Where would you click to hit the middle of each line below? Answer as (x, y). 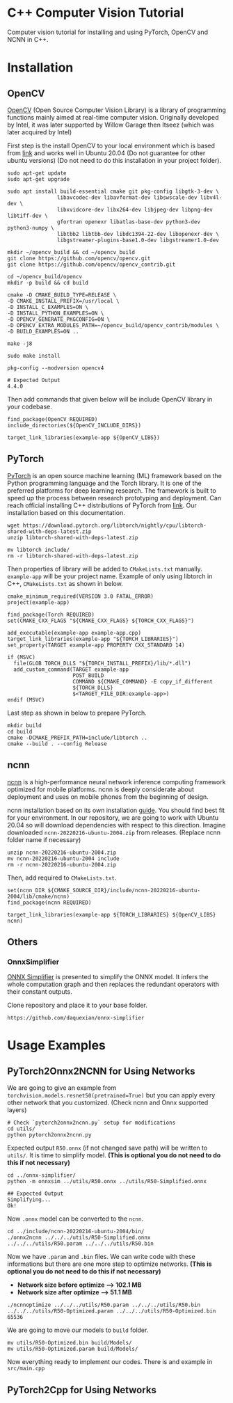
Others (23, 942)
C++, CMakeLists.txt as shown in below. (65, 583)
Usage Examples (57, 1046)
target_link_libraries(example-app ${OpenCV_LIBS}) (83, 437)
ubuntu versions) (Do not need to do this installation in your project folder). (114, 160)
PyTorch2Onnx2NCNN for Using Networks (102, 1071)
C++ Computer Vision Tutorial (96, 13)
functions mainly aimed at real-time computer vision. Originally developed (113, 117)
